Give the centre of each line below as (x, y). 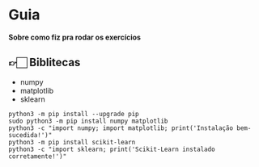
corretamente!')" (38, 156)
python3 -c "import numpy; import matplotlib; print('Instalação (121, 128)
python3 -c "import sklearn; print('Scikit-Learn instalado (112, 149)
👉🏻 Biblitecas (45, 63)
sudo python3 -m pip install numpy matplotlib (88, 121)
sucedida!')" (30, 135)
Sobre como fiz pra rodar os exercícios (75, 37)
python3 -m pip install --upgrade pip (74, 114)
